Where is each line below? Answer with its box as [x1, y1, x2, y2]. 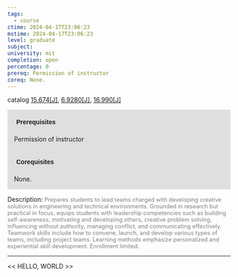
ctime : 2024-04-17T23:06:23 [7, 23, 91, 30]
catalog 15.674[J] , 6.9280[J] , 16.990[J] [7, 96, 122, 104]
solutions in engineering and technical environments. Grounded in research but [7, 203, 218, 210]
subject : [7, 43, 33, 50]
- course [13, 17, 40, 24]
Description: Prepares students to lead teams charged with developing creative [7, 196, 222, 204]
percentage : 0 [7, 63, 50, 70]
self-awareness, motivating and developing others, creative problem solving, [7, 216, 212, 224]
